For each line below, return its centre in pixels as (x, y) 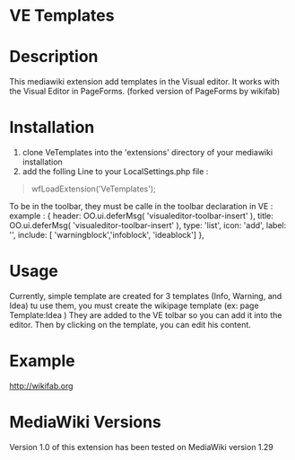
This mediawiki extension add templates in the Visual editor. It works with (144, 82)
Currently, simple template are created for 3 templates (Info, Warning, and (146, 296)
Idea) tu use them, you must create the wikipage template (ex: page (134, 305)
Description (54, 57)
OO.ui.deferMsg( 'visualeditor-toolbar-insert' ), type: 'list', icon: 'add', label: (148, 226)
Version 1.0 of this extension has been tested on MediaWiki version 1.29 (141, 447)
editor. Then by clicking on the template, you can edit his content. (130, 325)
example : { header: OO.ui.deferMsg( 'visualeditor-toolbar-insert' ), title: (141, 216)
